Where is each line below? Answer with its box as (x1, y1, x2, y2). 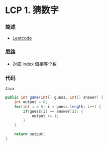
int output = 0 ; (14, 99, 48, 105)
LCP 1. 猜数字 (5, 4, 59, 16)
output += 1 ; (31, 113, 59, 119)
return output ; (14, 132, 46, 137)
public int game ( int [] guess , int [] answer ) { (5, 95, 104, 100)
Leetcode (12, 35, 32, 41)
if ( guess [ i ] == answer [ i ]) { (23, 109, 84, 114)
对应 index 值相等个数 (12, 61, 57, 67)
